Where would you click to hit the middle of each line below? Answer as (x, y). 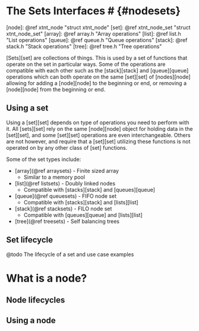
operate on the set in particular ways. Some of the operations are (86, 64)
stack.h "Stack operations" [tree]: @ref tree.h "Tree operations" (84, 46)
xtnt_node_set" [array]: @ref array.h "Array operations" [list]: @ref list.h (94, 33)
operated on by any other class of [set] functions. (67, 147)
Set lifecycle (30, 240)
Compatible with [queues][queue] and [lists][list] (83, 215)
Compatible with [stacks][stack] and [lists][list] (81, 202)
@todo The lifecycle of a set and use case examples (70, 254)
